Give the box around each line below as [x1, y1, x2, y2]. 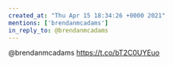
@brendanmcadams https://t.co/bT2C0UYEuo [8, 48, 160, 58]
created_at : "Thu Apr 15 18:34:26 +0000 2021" [8, 11, 166, 20]
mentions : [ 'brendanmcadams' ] [8, 19, 109, 27]
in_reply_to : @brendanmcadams [8, 26, 109, 34]
